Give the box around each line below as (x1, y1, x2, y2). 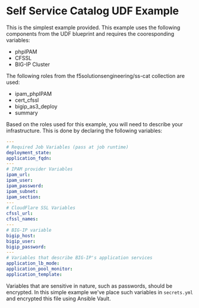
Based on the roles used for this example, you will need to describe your (6, 120, 183, 127)
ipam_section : (6, 194, 42, 200)
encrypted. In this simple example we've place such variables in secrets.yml (6, 288, 193, 295)
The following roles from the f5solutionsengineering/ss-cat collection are (6, 72, 185, 79)
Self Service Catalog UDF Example (6, 4, 179, 18)
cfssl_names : (6, 216, 39, 222)
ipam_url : (6, 172, 31, 178)
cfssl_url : (6, 210, 33, 217)
